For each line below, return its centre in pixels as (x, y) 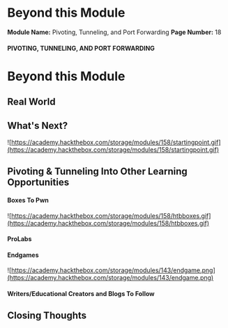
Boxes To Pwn (28, 200)
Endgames (23, 255)
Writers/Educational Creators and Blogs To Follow (81, 293)
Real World (31, 102)
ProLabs (20, 239)
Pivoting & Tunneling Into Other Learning (97, 172)
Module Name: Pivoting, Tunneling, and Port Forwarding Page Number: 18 (114, 32)
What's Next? (38, 126)
